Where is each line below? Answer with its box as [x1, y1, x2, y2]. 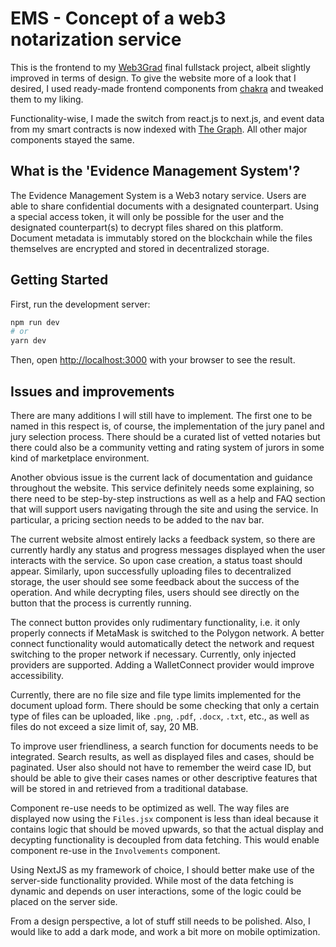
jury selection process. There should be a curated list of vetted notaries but [10, 431, 321, 442]
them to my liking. [10, 93, 84, 105]
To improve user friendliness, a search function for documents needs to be [10, 740, 319, 752]
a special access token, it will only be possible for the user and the [10, 210, 285, 222]
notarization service [10, 28, 182, 51]
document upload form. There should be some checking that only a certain [10, 700, 320, 711]
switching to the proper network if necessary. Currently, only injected [10, 648, 297, 660]
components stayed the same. [10, 133, 135, 146]
